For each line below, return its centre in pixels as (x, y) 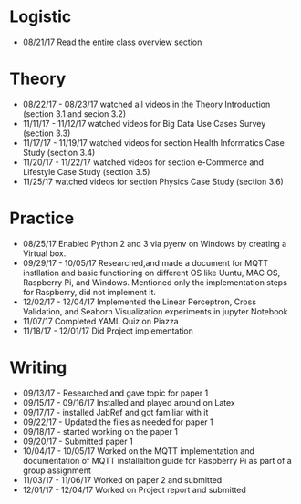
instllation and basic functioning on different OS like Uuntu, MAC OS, (151, 273)
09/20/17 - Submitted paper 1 (78, 441)
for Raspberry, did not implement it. (89, 292)
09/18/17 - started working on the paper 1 (100, 431)
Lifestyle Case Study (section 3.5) (86, 171)
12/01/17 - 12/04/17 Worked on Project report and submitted (134, 489)
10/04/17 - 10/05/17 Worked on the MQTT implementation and (139, 451)
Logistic (41, 17)
